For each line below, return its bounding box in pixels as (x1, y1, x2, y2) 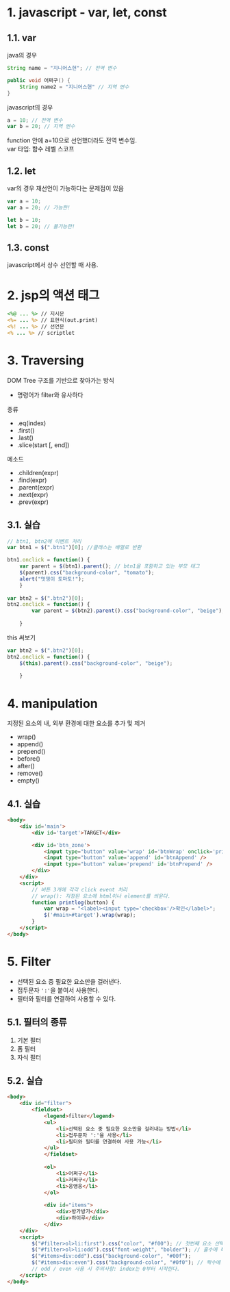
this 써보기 (7, 633, 36, 642)
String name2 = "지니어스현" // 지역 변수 (19, 84, 129, 90)
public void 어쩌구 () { (7, 77, 71, 84)
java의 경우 (7, 51, 38, 59)
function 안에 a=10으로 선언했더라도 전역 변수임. (7, 136, 137, 144)
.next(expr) (16, 490, 49, 498)
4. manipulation (7, 696, 98, 711)
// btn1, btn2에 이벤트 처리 (7, 537, 82, 545)
